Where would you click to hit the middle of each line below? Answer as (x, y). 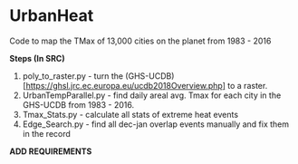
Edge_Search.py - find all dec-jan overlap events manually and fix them (156, 124)
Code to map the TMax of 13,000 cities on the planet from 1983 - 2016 (140, 41)
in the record (46, 133)
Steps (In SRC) (37, 58)
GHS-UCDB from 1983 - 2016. (78, 104)
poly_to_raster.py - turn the (73, 76)
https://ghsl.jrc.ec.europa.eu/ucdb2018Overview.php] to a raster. (147, 85)
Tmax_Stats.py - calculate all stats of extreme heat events (130, 114)
